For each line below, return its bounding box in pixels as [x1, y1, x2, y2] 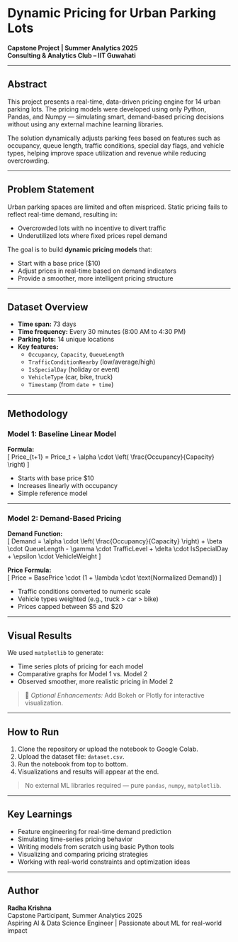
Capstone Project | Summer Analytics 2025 [7, 43, 138, 52]
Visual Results [7, 629, 72, 641]
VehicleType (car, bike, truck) [28, 373, 113, 381]
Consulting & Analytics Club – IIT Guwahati [7, 51, 136, 60]
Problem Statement [7, 183, 95, 196]
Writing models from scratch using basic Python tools [17, 842, 175, 850]
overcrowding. [7, 156, 50, 165]
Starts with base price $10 [17, 474, 94, 482]
